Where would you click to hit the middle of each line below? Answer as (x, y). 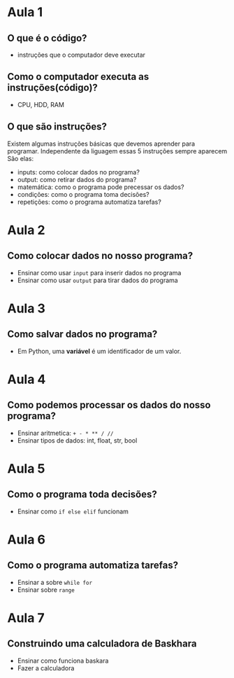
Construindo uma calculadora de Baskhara (102, 644)
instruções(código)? (52, 88)
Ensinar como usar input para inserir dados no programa (99, 272)
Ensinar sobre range (46, 590)
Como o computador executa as (78, 77)
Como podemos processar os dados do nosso (109, 405)
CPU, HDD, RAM (41, 104)
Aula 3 (26, 308)
